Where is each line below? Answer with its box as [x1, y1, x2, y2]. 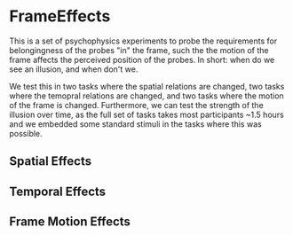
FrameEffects [9, 6, 111, 27]
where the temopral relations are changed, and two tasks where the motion [9, 90, 284, 101]
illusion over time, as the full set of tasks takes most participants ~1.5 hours [9, 109, 284, 120]
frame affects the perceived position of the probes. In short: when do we [9, 54, 275, 65]
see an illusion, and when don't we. [9, 64, 139, 74]
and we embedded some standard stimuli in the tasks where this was [9, 118, 262, 129]
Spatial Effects [9, 153, 91, 169]
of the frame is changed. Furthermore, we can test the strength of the [9, 99, 264, 110]
